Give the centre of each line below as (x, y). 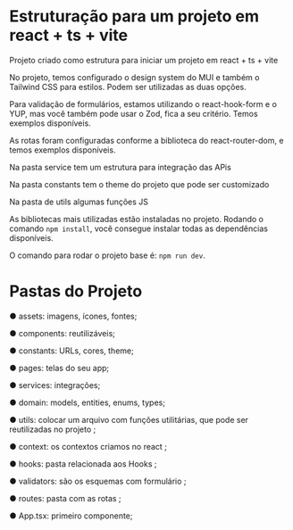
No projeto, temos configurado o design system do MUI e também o (134, 77)
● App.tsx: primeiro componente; (71, 516)
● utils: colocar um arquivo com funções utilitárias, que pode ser (129, 419)
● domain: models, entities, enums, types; (87, 402)
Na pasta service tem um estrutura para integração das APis (121, 167)
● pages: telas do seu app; (59, 368)
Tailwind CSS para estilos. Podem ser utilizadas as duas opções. (128, 87)
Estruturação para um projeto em (134, 17)
